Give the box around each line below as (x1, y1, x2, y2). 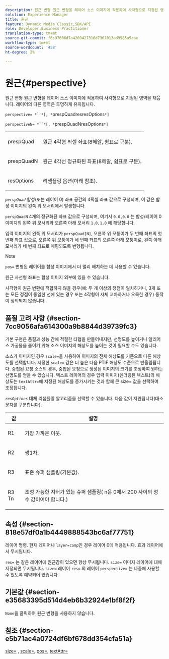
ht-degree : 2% (5, 49, 35, 54)
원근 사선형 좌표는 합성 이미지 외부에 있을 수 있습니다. (5, 274, 110, 281)
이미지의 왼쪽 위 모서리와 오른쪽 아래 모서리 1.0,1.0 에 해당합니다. (5, 220, 135, 226)
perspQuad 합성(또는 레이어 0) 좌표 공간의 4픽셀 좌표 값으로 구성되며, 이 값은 (5, 196, 155, 202)
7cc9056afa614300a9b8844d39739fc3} (5, 322, 137, 331)
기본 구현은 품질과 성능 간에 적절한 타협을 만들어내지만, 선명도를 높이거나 (5, 336, 147, 342)
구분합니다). (18, 402, 42, 408)
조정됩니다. (5, 385, 27, 391)
